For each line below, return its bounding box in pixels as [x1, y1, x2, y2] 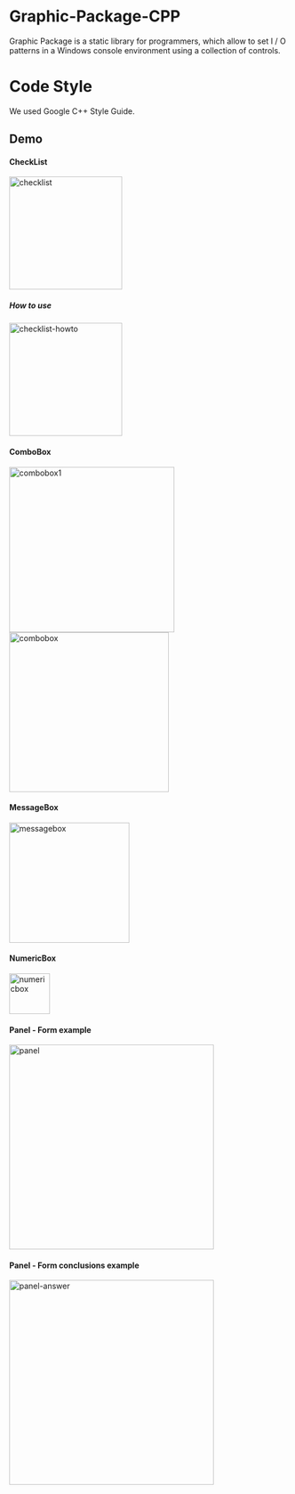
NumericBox [9, 953, 56, 963]
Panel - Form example [9, 1024, 92, 1035]
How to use [9, 300, 52, 311]
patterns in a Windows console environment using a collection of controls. [9, 45, 282, 55]
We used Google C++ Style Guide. [9, 105, 135, 117]
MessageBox [9, 802, 60, 813]
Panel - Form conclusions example [9, 1260, 140, 1271]
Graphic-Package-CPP [9, 6, 181, 27]
